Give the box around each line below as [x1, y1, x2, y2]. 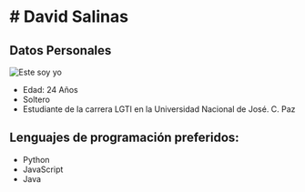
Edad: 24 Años [22, 85, 79, 95]
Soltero [22, 94, 50, 105]
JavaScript [22, 164, 64, 175]
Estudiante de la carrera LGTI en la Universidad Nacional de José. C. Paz [22, 104, 296, 115]
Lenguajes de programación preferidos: [9, 130, 239, 146]
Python [22, 154, 50, 165]
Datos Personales [9, 43, 112, 58]
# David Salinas [9, 6, 129, 27]
